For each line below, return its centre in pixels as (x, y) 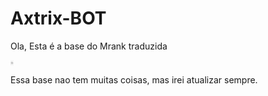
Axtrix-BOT (58, 18)
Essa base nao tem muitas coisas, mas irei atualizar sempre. (134, 79)
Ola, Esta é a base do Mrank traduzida (89, 46)
